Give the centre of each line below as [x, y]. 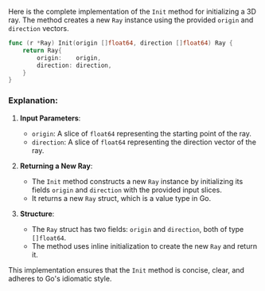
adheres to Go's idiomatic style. [60, 278]
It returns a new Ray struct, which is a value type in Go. [121, 198]
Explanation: [33, 100]
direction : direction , [74, 65]
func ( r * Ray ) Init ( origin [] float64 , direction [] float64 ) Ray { [121, 43]
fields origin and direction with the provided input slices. [127, 190]
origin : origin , [69, 58]
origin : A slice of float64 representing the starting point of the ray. [142, 133]
